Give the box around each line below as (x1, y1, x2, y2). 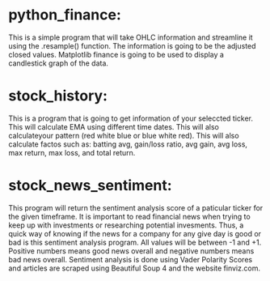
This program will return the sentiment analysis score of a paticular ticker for (8, 202, 264, 212)
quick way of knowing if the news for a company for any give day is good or (8, 228, 261, 238)
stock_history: (8, 87, 108, 105)
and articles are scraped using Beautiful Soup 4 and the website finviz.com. (8, 263, 261, 273)
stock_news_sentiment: (8, 177, 172, 195)
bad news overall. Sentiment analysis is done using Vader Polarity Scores (8, 254, 253, 264)
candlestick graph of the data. (8, 58, 109, 68)
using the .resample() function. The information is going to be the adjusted (8, 40, 256, 50)
